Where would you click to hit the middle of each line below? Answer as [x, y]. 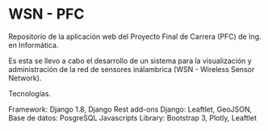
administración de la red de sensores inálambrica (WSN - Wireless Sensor [132, 69]
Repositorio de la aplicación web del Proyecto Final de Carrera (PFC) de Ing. [135, 36]
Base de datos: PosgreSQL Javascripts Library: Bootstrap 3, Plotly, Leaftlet [132, 117]
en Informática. [33, 44]
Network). [25, 78]
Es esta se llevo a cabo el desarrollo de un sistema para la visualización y [130, 61]
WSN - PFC [46, 14]
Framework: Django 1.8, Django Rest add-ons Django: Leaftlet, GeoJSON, [130, 109]
